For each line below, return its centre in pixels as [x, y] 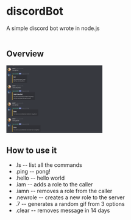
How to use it [32, 150]
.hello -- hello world [40, 178]
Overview [25, 54]
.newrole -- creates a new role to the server [70, 197]
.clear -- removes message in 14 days [62, 211]
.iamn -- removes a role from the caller [64, 191]
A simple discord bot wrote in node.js [53, 28]
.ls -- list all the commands [48, 165]
